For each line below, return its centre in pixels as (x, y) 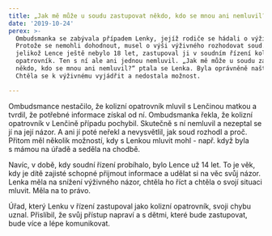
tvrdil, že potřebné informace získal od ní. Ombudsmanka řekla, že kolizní (131, 115)
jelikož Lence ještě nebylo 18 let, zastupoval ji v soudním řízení (134, 53)
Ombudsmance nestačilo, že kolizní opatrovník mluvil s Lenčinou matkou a (133, 106)
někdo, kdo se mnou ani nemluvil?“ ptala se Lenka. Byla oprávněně (132, 69)
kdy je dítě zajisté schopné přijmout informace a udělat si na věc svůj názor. (135, 173)
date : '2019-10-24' (41, 23)
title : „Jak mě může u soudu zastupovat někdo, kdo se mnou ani (119, 16)
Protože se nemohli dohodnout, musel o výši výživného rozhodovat (130, 46)
